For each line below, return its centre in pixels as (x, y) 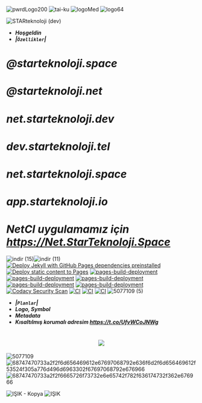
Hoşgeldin (28, 33)
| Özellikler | (30, 39)
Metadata (28, 316)
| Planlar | (27, 303)
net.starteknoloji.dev (60, 119)
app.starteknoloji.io (57, 202)
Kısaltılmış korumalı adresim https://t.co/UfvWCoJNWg (87, 322)
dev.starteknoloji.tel (58, 147)
